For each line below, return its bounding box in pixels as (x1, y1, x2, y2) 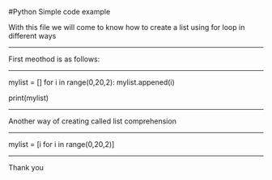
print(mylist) (8, 93, 49, 103)
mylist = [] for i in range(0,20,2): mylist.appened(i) (8, 77, 176, 87)
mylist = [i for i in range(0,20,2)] (8, 140, 115, 149)
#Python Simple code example (8, 7, 111, 16)
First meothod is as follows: (8, 54, 100, 64)
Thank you (8, 163, 45, 172)
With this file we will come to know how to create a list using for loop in (8, 23, 245, 31)
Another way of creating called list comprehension (8, 116, 176, 126)
